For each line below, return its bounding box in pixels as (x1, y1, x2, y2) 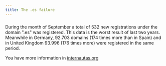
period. (5, 45, 20, 51)
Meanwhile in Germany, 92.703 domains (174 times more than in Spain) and (5, 34, 161, 40)
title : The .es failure (5, 7, 55, 12)
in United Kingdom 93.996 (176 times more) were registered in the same (5, 39, 154, 45)
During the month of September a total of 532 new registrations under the (5, 23, 158, 30)
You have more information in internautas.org (5, 54, 99, 60)
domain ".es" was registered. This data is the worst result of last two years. (5, 29, 160, 35)
